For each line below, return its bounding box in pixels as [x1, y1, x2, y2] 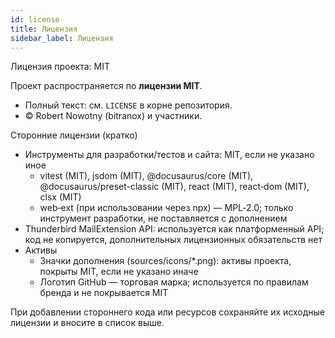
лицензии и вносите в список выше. [10, 317, 165, 329]
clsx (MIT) [39, 191, 82, 203]
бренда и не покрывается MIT [39, 287, 169, 299]
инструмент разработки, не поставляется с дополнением [39, 212, 288, 225]
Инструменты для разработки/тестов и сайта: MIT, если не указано [24, 149, 315, 161]
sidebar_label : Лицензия [10, 33, 114, 43]
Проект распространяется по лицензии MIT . [10, 80, 203, 92]
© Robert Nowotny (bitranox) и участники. [24, 110, 203, 122]
